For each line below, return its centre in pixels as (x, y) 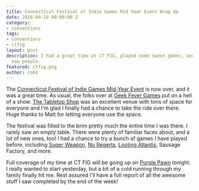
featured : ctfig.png (32, 67)
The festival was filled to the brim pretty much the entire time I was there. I (97, 126)
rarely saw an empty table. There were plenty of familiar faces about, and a (98, 132)
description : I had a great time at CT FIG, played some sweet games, (95, 56)
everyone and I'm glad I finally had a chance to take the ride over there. (93, 108)
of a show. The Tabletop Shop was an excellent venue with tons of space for (99, 102)
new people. (26, 61)
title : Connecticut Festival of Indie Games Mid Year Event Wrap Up (92, 12)
